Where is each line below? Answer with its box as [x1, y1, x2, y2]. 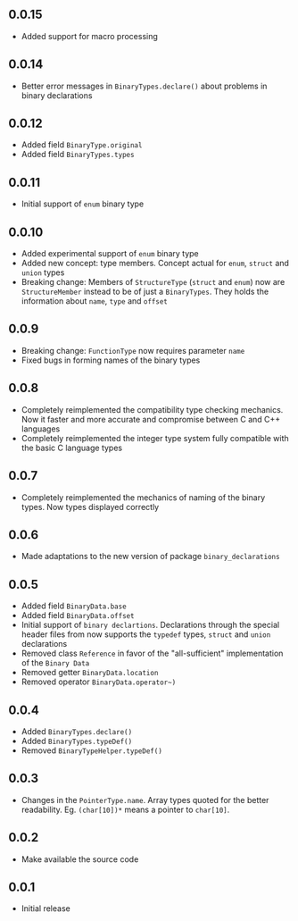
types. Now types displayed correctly [21, 501, 160, 512]
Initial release [21, 903, 70, 914]
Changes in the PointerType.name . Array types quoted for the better [21, 794, 269, 805]
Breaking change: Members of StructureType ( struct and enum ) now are [21, 277, 286, 288]
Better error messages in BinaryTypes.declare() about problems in [21, 80, 268, 91]
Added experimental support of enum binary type [21, 248, 199, 259]
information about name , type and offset [21, 296, 169, 306]
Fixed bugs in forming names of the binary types [21, 355, 201, 365]
